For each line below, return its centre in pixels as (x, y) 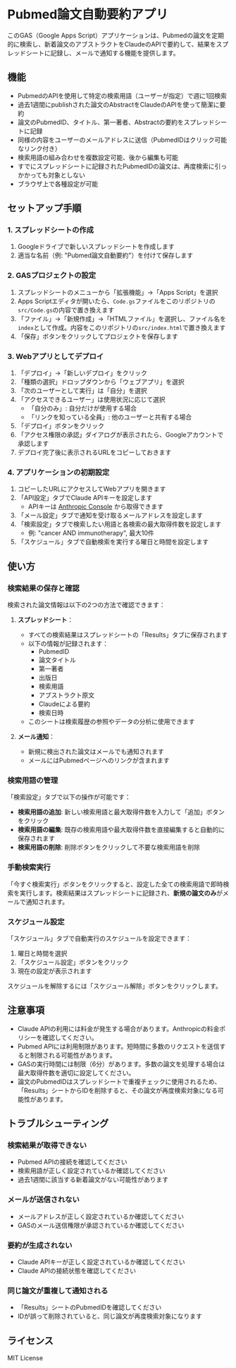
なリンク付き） (39, 148)
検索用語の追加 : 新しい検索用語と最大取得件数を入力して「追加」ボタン (121, 812)
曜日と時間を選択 (42, 953)
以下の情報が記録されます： (68, 644)
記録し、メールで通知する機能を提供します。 (115, 53)
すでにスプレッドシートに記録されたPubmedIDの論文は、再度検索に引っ (122, 166)
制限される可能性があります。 (73, 1055)
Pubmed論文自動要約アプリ (88, 14)
